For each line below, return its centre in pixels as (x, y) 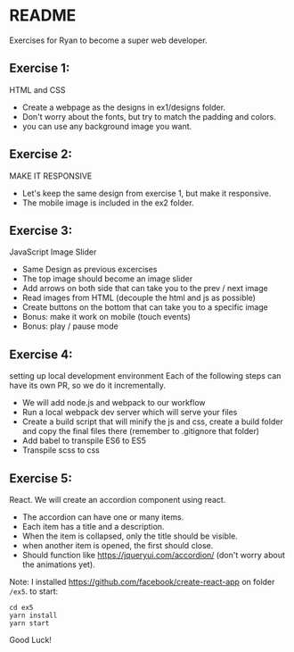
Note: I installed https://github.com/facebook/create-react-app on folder (142, 582)
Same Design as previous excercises (90, 270)
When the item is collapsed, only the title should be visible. (130, 536)
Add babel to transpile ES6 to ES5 (84, 441)
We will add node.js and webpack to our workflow (114, 403)
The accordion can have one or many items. (103, 517)
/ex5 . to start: (34, 591)
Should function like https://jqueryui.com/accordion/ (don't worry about (153, 555)
